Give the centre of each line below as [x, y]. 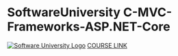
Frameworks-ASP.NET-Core [89, 27]
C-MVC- [148, 12]
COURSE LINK [107, 45]
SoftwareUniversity [64, 12]
